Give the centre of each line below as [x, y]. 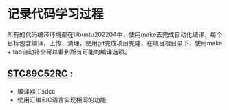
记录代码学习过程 [56, 14]
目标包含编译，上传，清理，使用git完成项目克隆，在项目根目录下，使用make [115, 43]
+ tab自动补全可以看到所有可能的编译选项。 [69, 52]
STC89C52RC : [40, 74]
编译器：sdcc [36, 91]
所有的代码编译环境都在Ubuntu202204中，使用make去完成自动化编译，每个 [115, 34]
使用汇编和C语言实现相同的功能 [62, 100]
